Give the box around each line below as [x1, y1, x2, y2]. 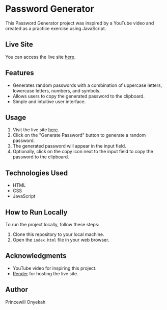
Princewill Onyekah [5, 299, 46, 305]
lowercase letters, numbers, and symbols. [12, 87, 101, 93]
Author [5, 285, 28, 294]
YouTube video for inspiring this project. [12, 265, 97, 271]
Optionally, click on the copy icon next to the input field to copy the [12, 149, 154, 155]
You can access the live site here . [5, 54, 76, 60]
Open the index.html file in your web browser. [12, 237, 109, 243]
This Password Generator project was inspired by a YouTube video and [5, 20, 154, 26]
